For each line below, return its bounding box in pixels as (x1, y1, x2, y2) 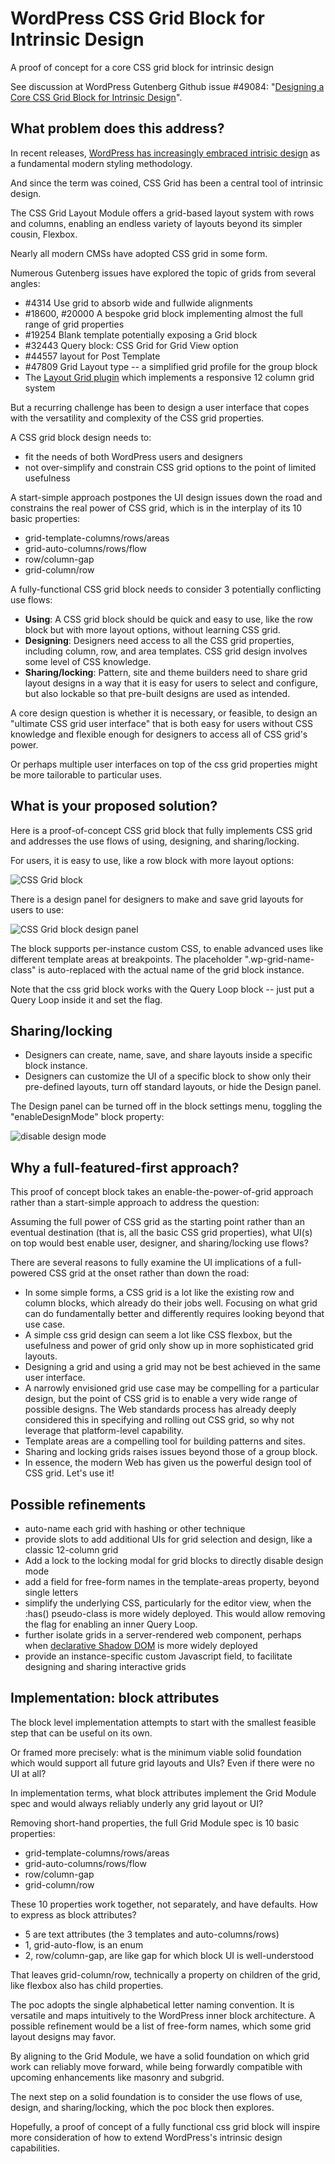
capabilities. (10, 2142, 60, 2154)
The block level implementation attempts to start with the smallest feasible (10, 1716, 317, 1728)
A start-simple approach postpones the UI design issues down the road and (10, 491, 323, 503)
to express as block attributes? (10, 1908, 137, 1921)
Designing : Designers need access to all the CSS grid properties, (24, 634, 295, 646)
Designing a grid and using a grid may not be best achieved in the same (24, 1361, 321, 1373)
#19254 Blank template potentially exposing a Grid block (24, 328, 258, 341)
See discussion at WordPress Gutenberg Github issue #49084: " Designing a (10, 80, 325, 92)
